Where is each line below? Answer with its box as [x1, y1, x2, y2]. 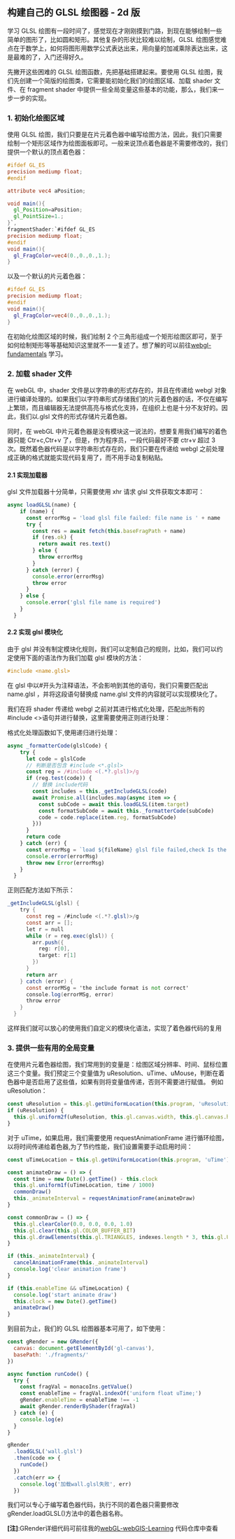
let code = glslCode [25, 755, 86, 763]
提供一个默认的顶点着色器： [7, 148, 87, 156]
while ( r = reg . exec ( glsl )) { [25, 932, 114, 939]
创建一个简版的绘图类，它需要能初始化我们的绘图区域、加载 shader [19, 76, 213, 85]
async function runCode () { [7, 1370, 90, 1377]
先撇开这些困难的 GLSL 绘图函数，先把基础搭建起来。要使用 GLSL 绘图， [7, 67, 217, 76]
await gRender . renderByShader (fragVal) [20, 1403, 136, 1410]
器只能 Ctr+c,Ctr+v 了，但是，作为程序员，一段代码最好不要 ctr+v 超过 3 [7, 436, 215, 444]
